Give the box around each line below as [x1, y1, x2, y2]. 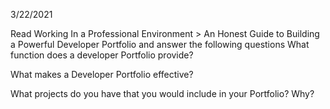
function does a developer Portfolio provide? [10, 49, 194, 61]
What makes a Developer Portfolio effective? [10, 69, 194, 80]
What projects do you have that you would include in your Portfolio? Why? [10, 88, 315, 99]
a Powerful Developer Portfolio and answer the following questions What [10, 39, 310, 50]
